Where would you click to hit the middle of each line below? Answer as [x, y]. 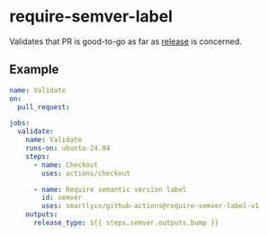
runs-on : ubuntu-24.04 [68, 148]
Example [34, 70]
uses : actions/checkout [86, 173]
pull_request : [44, 107]
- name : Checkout [66, 165]
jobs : [19, 123]
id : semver [62, 198]
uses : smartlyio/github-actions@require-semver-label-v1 [150, 206]
